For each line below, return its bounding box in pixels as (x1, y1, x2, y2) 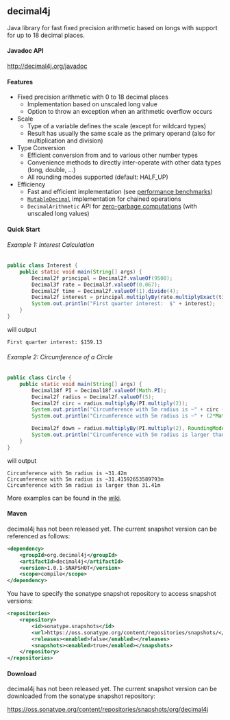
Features (7, 77, 33, 86)
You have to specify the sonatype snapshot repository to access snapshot (7, 590, 217, 598)
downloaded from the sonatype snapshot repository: (7, 692, 156, 700)
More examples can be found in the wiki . (7, 494, 122, 502)
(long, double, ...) (27, 166, 76, 174)
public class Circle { (7, 374, 72, 381)
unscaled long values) (27, 209, 90, 218)
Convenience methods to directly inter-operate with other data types (27, 158, 221, 167)
